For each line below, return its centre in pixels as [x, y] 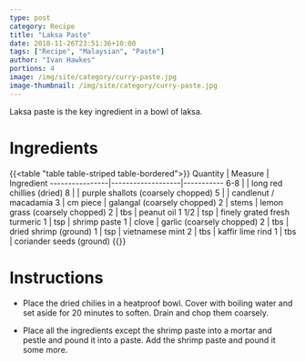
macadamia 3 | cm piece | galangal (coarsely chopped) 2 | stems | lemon [147, 202]
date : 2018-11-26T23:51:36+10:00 [73, 43]
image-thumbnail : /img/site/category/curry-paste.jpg [114, 85]
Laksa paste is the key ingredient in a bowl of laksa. [106, 111]
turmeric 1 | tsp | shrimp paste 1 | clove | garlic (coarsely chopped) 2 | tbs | [149, 221]
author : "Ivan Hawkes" [52, 60]
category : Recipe [42, 26]
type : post [30, 18]
